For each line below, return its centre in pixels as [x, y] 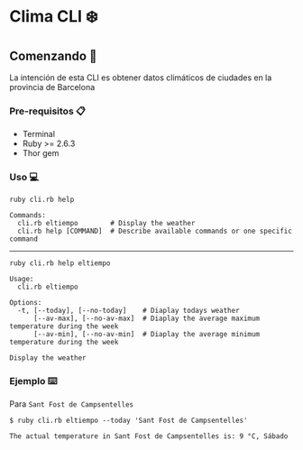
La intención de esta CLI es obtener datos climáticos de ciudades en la [141, 78]
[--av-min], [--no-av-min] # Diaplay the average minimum [146, 334]
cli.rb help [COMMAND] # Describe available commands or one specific [155, 231]
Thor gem [41, 153]
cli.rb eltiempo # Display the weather [106, 223]
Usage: [22, 279]
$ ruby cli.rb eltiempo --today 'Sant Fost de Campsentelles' [129, 420]
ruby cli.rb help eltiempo [60, 263]
